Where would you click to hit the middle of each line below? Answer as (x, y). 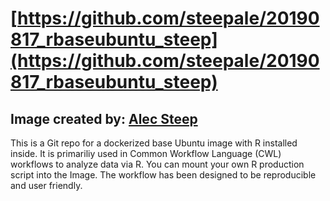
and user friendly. (46, 185)
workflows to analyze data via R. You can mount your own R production (157, 164)
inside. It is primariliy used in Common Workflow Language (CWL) (146, 153)
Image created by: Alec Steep (104, 118)
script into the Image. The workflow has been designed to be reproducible (163, 175)
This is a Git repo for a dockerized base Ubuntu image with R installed (154, 143)
